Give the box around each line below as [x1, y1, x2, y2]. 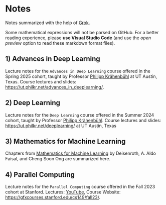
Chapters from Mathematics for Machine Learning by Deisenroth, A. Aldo [5, 150, 156, 156]
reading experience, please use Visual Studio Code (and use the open [5, 35, 151, 41]
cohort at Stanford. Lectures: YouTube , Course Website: [5, 189, 121, 195]
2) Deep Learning [5, 98, 61, 107]
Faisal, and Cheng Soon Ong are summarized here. [5, 156, 111, 162]
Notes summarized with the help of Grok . [5, 20, 90, 26]
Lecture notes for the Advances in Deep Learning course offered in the [5, 68, 150, 74]
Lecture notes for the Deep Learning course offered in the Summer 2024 [5, 112, 154, 118]
